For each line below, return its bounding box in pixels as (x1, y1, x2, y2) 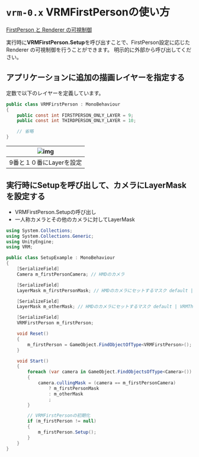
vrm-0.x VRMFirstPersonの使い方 (6, 5, 171, 19)
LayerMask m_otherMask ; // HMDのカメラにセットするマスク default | (17, 303, 178, 310)
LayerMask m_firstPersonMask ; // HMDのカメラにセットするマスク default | (17, 287, 194, 293)
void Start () (17, 358, 49, 364)
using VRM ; (6, 244, 33, 250)
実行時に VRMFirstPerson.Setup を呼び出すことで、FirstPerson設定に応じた (6, 39, 191, 46)
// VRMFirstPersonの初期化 (27, 413, 91, 418)
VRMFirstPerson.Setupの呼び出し (14, 208, 97, 215)
